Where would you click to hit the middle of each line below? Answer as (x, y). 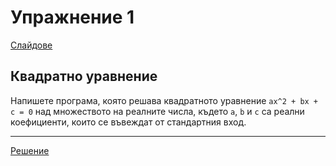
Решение (30, 150)
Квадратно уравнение (84, 76)
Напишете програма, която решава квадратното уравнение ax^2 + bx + (164, 100)
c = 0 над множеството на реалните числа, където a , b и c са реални (157, 111)
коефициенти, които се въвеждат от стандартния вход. (128, 122)
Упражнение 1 (72, 17)
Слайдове (31, 45)
